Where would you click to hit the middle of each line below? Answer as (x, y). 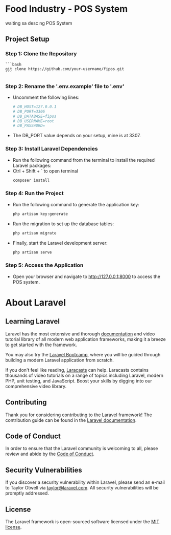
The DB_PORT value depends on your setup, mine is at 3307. (77, 136)
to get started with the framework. (41, 345)
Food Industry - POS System (67, 9)
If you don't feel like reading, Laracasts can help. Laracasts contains (77, 370)
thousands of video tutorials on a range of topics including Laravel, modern (84, 375)
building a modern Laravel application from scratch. (59, 360)
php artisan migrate (34, 233)
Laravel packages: (32, 165)
